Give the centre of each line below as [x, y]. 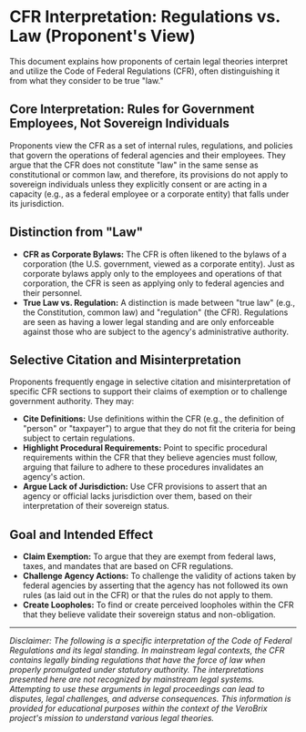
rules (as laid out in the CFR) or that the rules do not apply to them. [148, 595]
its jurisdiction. [37, 203]
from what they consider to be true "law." [87, 80]
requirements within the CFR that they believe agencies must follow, [150, 458]
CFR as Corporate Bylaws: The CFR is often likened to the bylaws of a [154, 254]
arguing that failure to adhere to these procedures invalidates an [143, 467]
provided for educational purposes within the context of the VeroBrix [138, 708]
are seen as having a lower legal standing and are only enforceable [148, 321]
